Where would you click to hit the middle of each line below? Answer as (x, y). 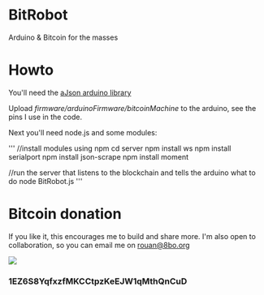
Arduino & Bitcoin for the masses (63, 37)
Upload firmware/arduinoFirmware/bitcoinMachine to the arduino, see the (132, 108)
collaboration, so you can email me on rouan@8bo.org (99, 245)
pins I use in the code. (45, 117)
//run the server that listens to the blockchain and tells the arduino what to (132, 173)
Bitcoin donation (65, 214)
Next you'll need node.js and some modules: (83, 132)
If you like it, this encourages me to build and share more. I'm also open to (132, 236)
